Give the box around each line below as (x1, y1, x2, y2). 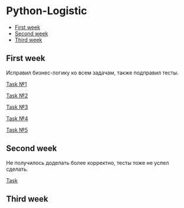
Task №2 (6, 92, 28, 99)
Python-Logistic (6, 4, 87, 18)
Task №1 (6, 80, 27, 87)
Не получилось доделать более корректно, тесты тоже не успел (6, 159, 169, 166)
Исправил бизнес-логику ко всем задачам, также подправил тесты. (6, 69, 179, 76)
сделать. (6, 165, 28, 173)
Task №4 (6, 115, 28, 122)
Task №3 (6, 103, 28, 110)
